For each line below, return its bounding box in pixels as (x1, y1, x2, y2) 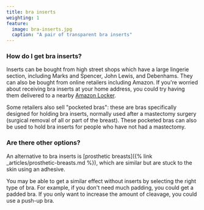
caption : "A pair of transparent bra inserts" (12, 32, 133, 38)
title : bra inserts (6, 9, 56, 15)
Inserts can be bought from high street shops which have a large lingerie (6, 66, 189, 73)
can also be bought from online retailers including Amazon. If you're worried (6, 79, 199, 86)
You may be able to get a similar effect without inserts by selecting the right (6, 177, 197, 184)
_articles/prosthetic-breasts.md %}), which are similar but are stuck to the (6, 159, 192, 166)
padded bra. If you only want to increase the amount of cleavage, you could (6, 190, 197, 198)
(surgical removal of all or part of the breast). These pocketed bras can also (6, 117, 197, 124)
